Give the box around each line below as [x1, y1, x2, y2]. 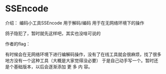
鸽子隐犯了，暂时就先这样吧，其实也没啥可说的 [5, 30, 101, 36]
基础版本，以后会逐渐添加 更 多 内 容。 [13, 64, 93, 70]
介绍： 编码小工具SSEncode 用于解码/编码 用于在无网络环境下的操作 [5, 20, 145, 26]
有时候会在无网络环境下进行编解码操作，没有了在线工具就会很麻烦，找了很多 [5, 51, 162, 57]
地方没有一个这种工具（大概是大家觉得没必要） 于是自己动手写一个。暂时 [5, 57, 154, 63]
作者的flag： [5, 40, 31, 47]
